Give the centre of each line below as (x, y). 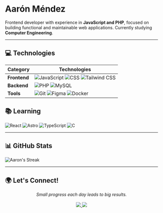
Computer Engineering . (29, 33)
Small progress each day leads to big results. (81, 195)
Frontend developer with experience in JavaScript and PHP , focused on (77, 22)
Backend (18, 85)
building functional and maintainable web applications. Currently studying (79, 27)
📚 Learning (23, 111)
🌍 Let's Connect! (32, 180)
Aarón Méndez (35, 9)
